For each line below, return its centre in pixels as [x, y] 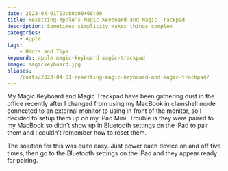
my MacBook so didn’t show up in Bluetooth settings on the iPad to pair [108, 126]
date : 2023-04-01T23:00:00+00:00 [55, 13]
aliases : [20, 70]
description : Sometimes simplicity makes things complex [90, 26]
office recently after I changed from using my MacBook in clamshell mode [111, 104]
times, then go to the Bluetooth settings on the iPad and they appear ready [112, 153]
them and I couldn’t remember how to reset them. [77, 133]
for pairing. [23, 161]
